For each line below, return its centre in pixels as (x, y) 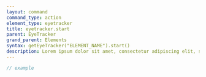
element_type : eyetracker (39, 23)
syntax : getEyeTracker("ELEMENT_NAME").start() (68, 46)
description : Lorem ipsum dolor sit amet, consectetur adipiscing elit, (101, 52)
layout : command (27, 12)
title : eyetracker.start (38, 29)
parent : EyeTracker (31, 35)
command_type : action (34, 18)
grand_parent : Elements (37, 40)
